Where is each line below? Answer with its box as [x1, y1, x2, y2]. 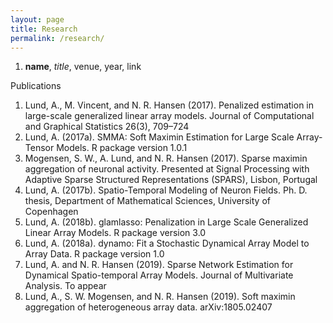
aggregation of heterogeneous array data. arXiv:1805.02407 [24, 301, 273, 313]
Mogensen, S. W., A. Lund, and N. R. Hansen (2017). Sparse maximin [24, 152, 308, 165]
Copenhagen [24, 206, 79, 218]
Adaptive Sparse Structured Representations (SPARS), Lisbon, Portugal [24, 174, 318, 186]
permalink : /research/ [10, 33, 105, 43]
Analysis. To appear [24, 280, 107, 292]
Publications [10, 80, 62, 92]
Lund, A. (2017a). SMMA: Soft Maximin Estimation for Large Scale [24, 131, 295, 143]
